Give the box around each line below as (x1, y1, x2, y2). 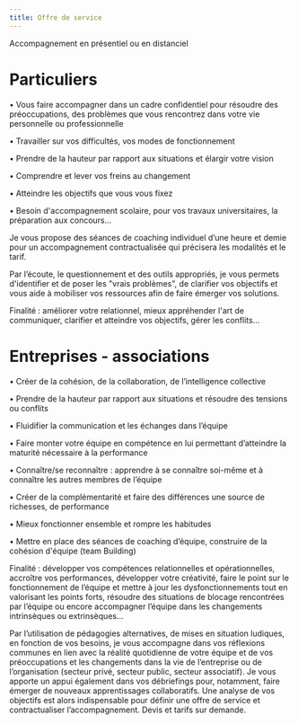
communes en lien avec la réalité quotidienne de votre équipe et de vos (9, 647, 274, 658)
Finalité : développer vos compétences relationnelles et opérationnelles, (9, 562, 276, 573)
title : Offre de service (9, 13, 102, 22)
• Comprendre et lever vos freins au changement (9, 170, 191, 181)
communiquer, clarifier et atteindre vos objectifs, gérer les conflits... (9, 314, 260, 325)
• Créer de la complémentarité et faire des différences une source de (9, 491, 265, 502)
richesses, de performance (9, 500, 110, 512)
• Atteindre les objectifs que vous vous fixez (9, 188, 173, 199)
